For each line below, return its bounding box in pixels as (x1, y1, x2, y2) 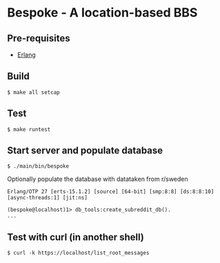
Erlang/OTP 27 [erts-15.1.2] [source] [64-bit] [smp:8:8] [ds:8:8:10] (7, 188, 214, 195)
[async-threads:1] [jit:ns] (7, 195, 88, 202)
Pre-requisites (7, 32, 70, 44)
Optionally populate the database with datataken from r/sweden (7, 175, 188, 184)
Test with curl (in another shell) (7, 231, 145, 243)
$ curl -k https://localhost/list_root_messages (7, 250, 150, 257)
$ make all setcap (7, 88, 60, 96)
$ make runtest (7, 126, 51, 133)
